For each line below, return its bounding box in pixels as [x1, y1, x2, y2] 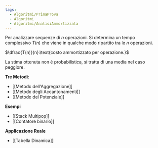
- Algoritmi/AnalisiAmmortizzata [9, 21, 79, 26]
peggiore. [5, 64, 25, 70]
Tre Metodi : [5, 74, 30, 80]
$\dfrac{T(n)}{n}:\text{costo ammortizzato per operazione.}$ [5, 49, 129, 55]
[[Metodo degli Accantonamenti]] [12, 89, 80, 95]
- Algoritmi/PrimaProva [9, 12, 58, 17]
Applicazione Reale [5, 128, 46, 134]
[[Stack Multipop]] [12, 113, 50, 119]
